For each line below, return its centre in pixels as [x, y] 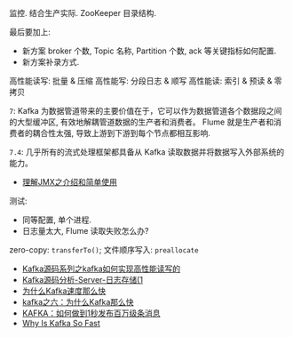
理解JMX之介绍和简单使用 [69, 182]
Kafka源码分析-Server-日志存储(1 [83, 280]
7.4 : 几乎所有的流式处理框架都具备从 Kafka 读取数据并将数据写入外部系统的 [147, 152]
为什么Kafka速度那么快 [64, 291]
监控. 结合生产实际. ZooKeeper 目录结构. [83, 13]
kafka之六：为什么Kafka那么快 [78, 302]
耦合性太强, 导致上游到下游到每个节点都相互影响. [122, 133]
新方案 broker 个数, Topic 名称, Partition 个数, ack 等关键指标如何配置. [149, 51]
